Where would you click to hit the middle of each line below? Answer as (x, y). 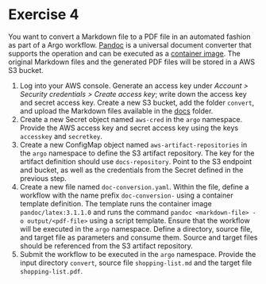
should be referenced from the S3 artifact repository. (106, 246)
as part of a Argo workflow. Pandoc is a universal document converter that (130, 44)
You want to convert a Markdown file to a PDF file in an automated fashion (130, 36)
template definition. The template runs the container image (116, 203)
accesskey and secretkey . (61, 136)
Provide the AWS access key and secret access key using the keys (129, 128)
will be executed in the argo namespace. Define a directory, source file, (136, 228)
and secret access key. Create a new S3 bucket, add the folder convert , (137, 102)
